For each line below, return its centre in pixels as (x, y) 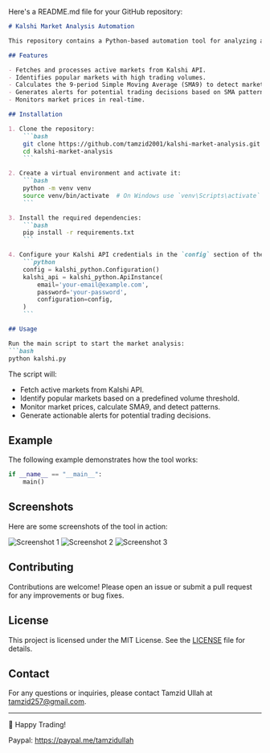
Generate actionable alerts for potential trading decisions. (115, 415)
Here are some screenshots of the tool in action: (88, 526)
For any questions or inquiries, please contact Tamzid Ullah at (110, 693)
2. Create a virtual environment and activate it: (95, 173)
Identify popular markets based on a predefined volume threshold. (129, 398)
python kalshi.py (37, 358)
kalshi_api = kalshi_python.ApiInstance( (93, 277)
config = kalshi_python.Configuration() (91, 270)
